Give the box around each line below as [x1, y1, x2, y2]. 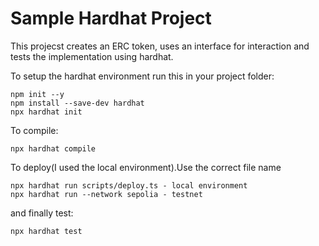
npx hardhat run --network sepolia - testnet [10, 189, 203, 199]
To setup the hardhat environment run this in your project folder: [10, 70, 275, 82]
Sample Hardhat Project [10, 7, 212, 30]
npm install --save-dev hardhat [10, 98, 145, 108]
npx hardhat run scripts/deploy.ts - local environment [10, 180, 248, 191]
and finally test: [10, 207, 74, 219]
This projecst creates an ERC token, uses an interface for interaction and [10, 40, 310, 52]
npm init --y [10, 89, 65, 99]
